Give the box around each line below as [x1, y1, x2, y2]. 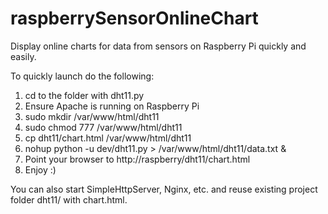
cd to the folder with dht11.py [24, 89, 145, 101]
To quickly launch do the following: [10, 70, 155, 82]
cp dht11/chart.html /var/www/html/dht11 [24, 132, 192, 144]
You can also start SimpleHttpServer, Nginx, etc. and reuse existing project [10, 183, 318, 195]
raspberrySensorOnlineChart [10, 7, 259, 30]
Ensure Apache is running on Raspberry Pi [24, 100, 200, 112]
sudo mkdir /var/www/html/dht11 [24, 110, 160, 122]
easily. [10, 50, 37, 62]
